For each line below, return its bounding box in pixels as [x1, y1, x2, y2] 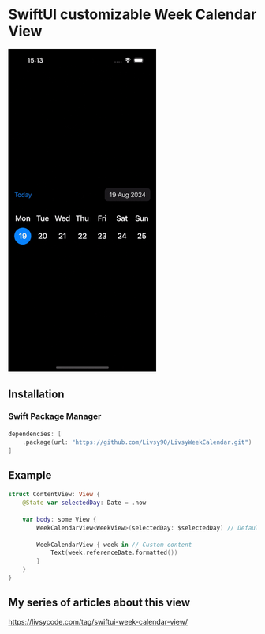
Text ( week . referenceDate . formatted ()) [50, 549, 178, 557]
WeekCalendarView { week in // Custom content [36, 541, 192, 549]
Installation [8, 387, 65, 401]
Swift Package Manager [8, 411, 102, 422]
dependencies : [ [8, 430, 62, 438]
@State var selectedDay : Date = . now [22, 499, 147, 507]
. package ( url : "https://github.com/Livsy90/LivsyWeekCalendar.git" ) [22, 438, 252, 446]
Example [8, 469, 52, 482]
